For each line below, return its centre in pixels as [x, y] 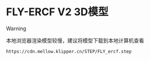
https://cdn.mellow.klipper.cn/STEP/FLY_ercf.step [69, 51]
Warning [16, 28]
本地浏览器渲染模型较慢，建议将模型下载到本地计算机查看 [75, 40]
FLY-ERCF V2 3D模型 [57, 12]
